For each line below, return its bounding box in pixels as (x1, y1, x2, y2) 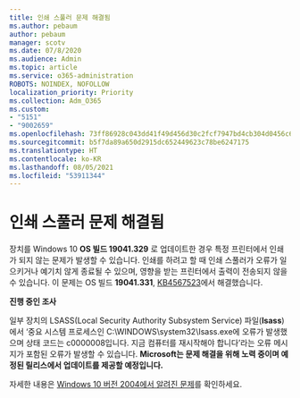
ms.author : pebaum (9, 21, 78, 30)
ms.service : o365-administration (9, 72, 134, 80)
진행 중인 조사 (9, 296, 56, 307)
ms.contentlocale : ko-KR (9, 154, 102, 164)
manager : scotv (9, 38, 66, 47)
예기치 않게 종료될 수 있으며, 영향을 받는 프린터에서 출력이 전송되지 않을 (39, 266, 288, 277)
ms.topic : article (9, 64, 78, 72)
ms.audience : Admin (9, 55, 82, 64)
